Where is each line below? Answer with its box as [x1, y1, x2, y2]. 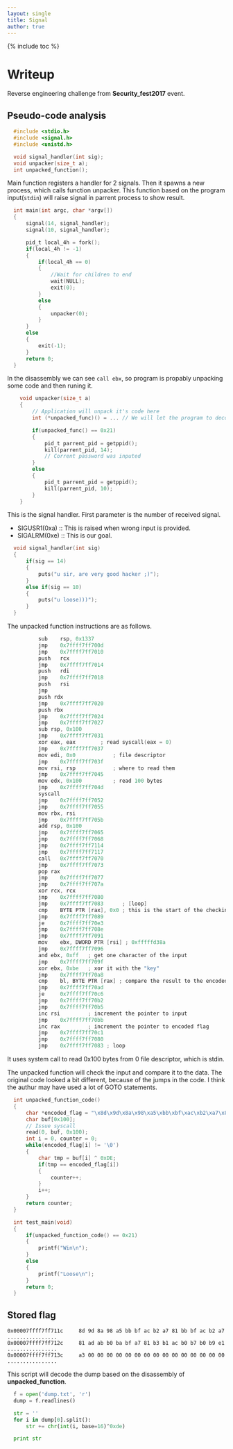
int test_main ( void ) [13, 1218, 73, 1226]
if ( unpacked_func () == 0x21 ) [32, 427, 116, 434]
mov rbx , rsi [37, 810, 76, 817]
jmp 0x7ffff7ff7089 [37, 913, 104, 920]
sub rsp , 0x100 [37, 726, 82, 733]
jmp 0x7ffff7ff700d [37, 642, 104, 649]
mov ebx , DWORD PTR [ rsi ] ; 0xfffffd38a [37, 939, 166, 946]
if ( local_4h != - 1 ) [25, 245, 82, 252]
